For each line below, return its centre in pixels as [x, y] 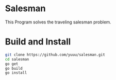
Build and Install [38, 42]
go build [14, 68]
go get [12, 64]
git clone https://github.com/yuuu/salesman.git [55, 55]
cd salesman [17, 59]
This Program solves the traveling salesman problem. [58, 22]
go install [16, 73]
